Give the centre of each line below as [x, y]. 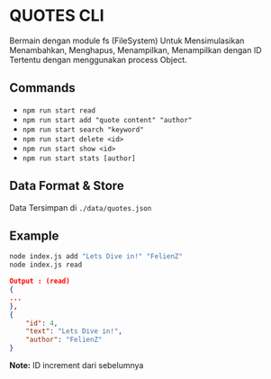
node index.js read [46, 265]
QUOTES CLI [57, 16]
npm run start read [59, 110]
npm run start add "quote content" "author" [107, 120]
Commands [43, 88]
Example [34, 235]
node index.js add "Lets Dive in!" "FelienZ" [96, 257]
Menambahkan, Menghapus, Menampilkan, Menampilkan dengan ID [136, 50]
